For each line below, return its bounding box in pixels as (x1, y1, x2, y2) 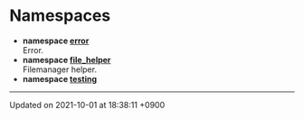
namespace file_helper (22, 54, 111, 65)
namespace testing (22, 73, 98, 84)
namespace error (22, 35, 90, 46)
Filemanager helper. (22, 64, 98, 75)
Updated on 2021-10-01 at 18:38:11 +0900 (9, 99, 166, 110)
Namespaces (9, 5, 111, 26)
